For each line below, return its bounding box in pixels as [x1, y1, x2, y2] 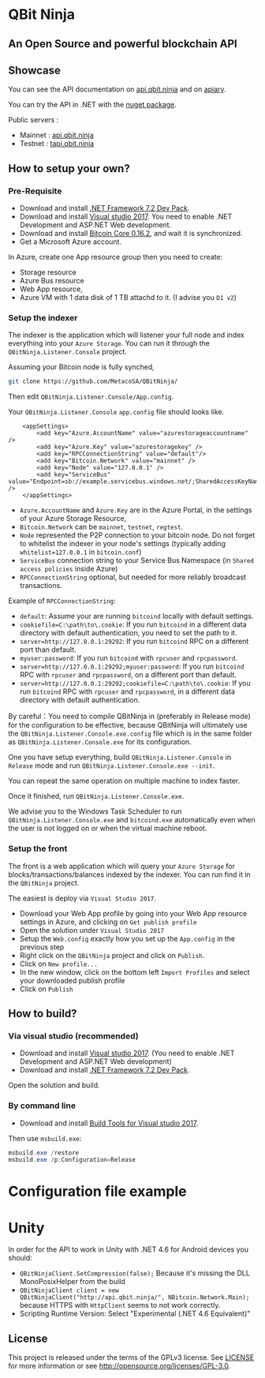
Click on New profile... [19, 959, 99, 968]
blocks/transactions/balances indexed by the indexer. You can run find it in [8, 870, 251, 879]
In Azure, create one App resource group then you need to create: [8, 253, 223, 262]
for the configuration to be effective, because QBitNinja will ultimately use [8, 721, 248, 730]
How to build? [8, 1006, 77, 1020]
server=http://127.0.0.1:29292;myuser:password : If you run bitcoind [19, 661, 244, 672]
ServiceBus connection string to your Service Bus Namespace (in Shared [19, 556, 255, 565]
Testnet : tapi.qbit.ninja [19, 139, 95, 148]
